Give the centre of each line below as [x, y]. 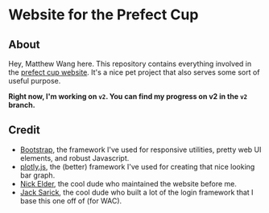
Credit [24, 130]
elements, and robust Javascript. [74, 158]
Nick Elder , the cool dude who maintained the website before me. [128, 183]
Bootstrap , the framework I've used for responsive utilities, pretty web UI [141, 150]
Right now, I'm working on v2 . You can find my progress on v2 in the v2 [128, 96]
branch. [22, 105]
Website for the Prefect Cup [103, 15]
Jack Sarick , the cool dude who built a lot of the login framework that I [137, 192]
